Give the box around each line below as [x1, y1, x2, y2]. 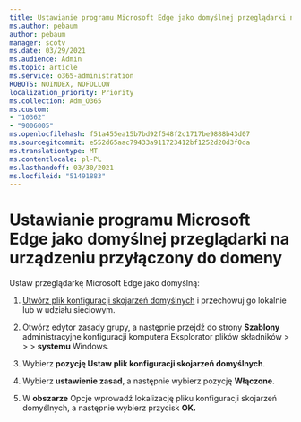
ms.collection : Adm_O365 [9, 96, 102, 106]
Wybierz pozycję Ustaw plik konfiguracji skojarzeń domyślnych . [21, 358, 266, 369]
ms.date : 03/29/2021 [9, 47, 87, 56]
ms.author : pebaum [9, 22, 78, 30]
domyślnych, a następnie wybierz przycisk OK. [21, 402, 197, 413]
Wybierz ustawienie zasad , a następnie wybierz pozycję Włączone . [21, 375, 275, 386]
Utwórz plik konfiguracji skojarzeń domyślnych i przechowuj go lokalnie [21, 295, 287, 306]
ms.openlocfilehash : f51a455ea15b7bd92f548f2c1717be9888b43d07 [9, 130, 251, 139]
